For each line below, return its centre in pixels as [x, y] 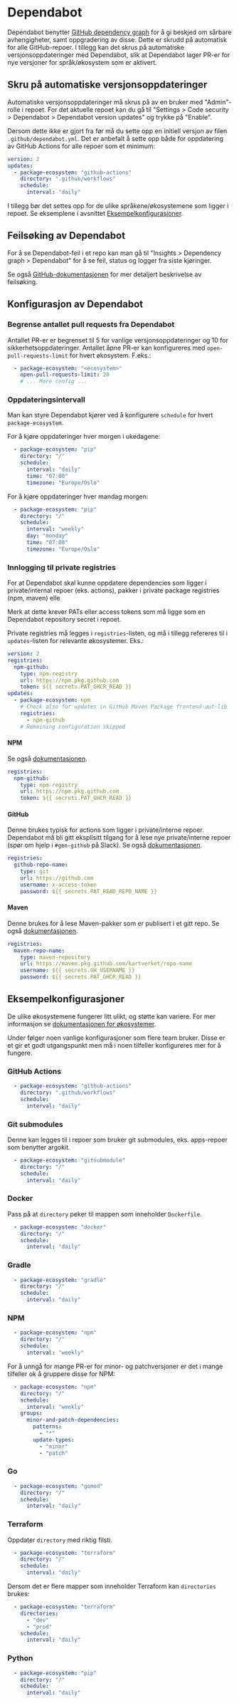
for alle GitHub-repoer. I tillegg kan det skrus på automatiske [96, 47]
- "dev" [38, 1620]
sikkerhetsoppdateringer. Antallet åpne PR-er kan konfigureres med [106, 348]
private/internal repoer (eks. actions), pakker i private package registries [113, 590]
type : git [35, 872]
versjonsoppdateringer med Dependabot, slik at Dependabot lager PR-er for [119, 55]
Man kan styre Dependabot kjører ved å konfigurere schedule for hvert [110, 415]
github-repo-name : [41, 865]
